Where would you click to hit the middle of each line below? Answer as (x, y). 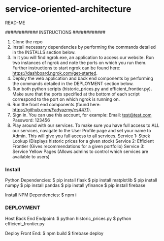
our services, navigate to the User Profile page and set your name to (82, 130)
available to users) (31, 156)
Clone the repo (27, 42)
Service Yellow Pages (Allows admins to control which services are (80, 151)
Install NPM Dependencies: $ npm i (41, 195)
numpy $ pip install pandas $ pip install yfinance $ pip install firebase (75, 185)
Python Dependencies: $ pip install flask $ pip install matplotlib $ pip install (81, 180)
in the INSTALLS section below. (44, 52)
